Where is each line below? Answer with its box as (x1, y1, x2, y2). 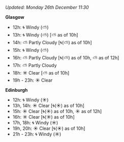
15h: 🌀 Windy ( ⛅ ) (12, 47, 49, 53)
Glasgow (5, 14, 24, 20)
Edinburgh (5, 87, 28, 93)
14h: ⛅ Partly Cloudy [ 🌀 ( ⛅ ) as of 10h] (12, 40, 92, 45)
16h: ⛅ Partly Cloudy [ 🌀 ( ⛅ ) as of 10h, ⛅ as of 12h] (12, 55, 119, 60)
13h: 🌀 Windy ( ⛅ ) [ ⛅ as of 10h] (12, 32, 78, 38)
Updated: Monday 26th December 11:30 (5, 5, 89, 10)
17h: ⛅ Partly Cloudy (12, 62, 57, 68)
